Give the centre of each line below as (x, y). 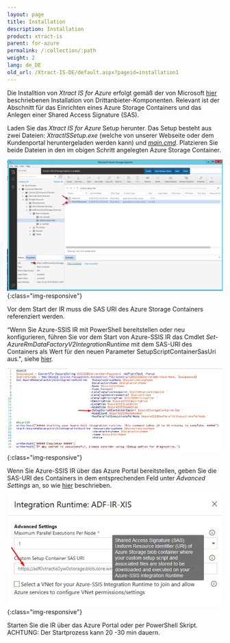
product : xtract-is (35, 36)
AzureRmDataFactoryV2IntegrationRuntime (68, 344)
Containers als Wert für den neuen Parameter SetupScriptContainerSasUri (112, 351)
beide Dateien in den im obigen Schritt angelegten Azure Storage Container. (114, 150)
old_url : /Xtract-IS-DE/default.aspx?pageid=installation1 (93, 72)
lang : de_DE (24, 65)
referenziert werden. (36, 316)
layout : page (26, 14)
